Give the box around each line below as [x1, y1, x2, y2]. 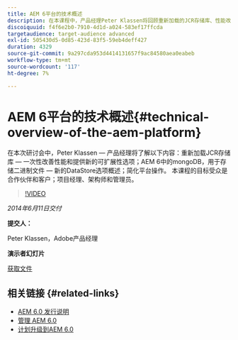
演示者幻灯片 [7, 249, 45, 258]
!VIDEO [24, 190, 46, 198]
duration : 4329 [7, 43, 52, 50]
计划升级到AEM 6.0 [17, 325, 74, 334]
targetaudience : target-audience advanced [7, 30, 135, 38]
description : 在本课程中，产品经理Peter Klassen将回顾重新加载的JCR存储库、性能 [7, 17, 226, 24]
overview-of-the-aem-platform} [7, 124, 202, 141]
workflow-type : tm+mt [7, 57, 72, 64]
